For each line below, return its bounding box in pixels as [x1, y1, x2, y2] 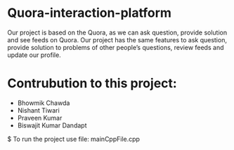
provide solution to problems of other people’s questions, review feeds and [7, 43, 224, 51]
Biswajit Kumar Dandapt [17, 121, 87, 130]
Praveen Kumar [17, 113, 63, 122]
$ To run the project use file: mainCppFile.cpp [7, 135, 141, 143]
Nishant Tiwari [17, 106, 60, 114]
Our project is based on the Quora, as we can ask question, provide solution [7, 28, 227, 37]
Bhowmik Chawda [17, 99, 70, 107]
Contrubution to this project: [7, 75, 177, 92]
